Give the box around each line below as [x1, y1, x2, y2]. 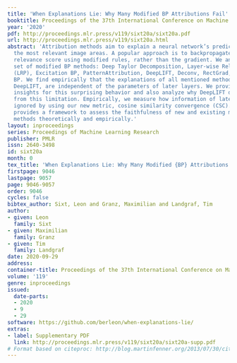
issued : [7, 286, 30, 293]
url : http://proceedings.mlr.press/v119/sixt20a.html [7, 37, 169, 44]
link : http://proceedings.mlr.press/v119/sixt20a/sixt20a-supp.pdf [13, 338, 217, 346]
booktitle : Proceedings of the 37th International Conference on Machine [7, 17, 229, 24]
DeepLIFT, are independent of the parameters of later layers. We [13, 83, 213, 90]
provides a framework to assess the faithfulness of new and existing [13, 109, 226, 116]
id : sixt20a [7, 148, 42, 155]
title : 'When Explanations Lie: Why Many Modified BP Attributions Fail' [7, 10, 229, 18]
